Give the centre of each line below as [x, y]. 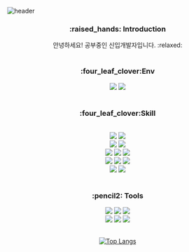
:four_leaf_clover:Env [118, 72]
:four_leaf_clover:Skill [118, 113]
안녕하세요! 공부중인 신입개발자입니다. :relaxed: [118, 45]
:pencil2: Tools [118, 195]
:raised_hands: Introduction [118, 29]
